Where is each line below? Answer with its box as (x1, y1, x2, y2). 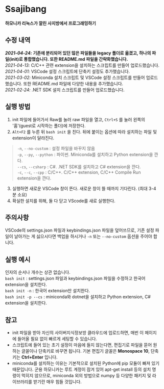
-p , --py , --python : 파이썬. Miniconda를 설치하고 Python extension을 (17, 151, 153, 157)
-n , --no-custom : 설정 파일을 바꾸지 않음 (17, 145, 95, 151)
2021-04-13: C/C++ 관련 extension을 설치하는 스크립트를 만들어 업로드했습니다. (5, 62, 160, 68)
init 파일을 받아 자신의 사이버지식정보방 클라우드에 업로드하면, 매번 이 (12, 330, 144, 336)
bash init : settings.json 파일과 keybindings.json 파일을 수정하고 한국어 (5, 276, 146, 282)
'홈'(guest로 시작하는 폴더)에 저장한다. (12, 123, 86, 129)
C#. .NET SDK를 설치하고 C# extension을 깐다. (49, 163, 141, 170)
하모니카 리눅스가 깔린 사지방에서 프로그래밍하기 (5, 20, 96, 26)
